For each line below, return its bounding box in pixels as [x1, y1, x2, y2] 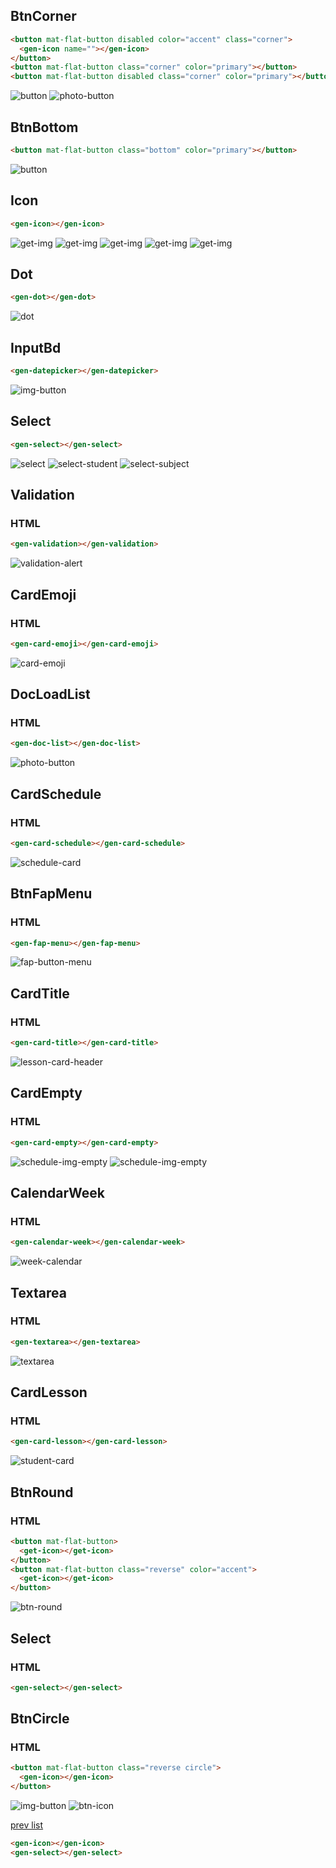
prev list [10, 1819, 44, 1831]
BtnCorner [10, 8, 77, 25]
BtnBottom [10, 119, 79, 136]
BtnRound [10, 1484, 74, 1501]
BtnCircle [10, 1710, 70, 1728]
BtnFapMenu [10, 885, 93, 903]
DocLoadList [10, 686, 91, 703]
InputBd [10, 339, 62, 356]
